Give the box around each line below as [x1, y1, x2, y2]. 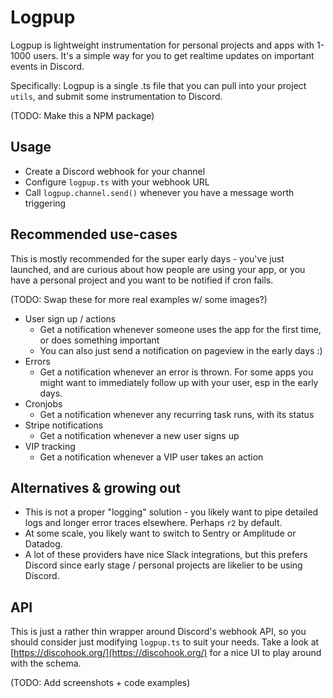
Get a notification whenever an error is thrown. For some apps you [39, 366, 314, 378]
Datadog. [24, 538, 63, 550]
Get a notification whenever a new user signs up [39, 429, 240, 441]
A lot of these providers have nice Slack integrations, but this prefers [24, 549, 308, 561]
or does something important [39, 334, 160, 346]
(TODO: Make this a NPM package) [10, 109, 155, 121]
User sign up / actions [24, 312, 117, 325]
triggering [24, 197, 67, 209]
